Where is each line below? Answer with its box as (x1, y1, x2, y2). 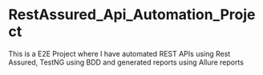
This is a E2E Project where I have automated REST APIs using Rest (8, 49, 231, 58)
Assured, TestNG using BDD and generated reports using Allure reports (8, 57, 245, 67)
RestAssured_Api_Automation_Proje (8, 6, 256, 24)
